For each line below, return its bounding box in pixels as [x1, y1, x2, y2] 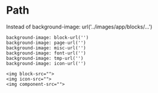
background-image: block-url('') [6, 34, 89, 40]
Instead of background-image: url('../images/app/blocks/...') [6, 23, 153, 30]
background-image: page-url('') [6, 40, 86, 46]
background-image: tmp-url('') [6, 55, 84, 61]
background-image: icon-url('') [6, 60, 86, 66]
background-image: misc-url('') [6, 45, 86, 51]
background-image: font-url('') [6, 50, 86, 56]
